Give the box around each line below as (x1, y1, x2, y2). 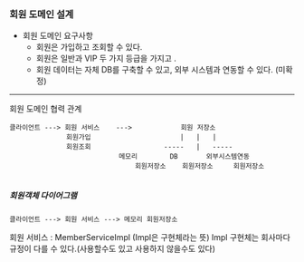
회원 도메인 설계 (9, 7, 74, 20)
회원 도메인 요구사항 (22, 30, 93, 42)
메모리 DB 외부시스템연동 (119, 152, 251, 161)
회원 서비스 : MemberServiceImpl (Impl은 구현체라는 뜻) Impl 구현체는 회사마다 (9, 232, 291, 243)
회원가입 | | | (66, 133, 217, 142)
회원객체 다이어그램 (9, 189, 78, 200)
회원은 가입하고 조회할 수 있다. (35, 42, 143, 53)
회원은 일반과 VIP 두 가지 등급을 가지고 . (35, 53, 176, 64)
